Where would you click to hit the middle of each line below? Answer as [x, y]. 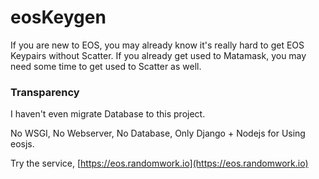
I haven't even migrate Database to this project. [108, 114]
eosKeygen [58, 17]
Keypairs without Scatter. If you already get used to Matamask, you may [158, 55]
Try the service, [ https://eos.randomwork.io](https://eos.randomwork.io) [159, 163]
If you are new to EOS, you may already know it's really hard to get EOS [157, 45]
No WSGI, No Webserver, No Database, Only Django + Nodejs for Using [158, 133]
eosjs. [22, 144]
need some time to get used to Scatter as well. [106, 66]
